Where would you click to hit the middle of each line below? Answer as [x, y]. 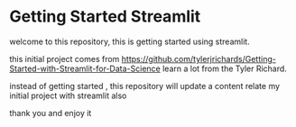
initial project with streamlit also [68, 95]
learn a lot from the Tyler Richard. [224, 68]
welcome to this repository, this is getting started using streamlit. [129, 41]
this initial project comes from [65, 59]
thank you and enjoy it [51, 113]
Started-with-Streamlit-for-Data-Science [85, 68]
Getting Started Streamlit [105, 17]
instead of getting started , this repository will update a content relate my [145, 86]
